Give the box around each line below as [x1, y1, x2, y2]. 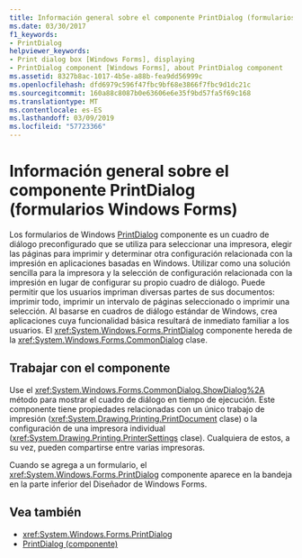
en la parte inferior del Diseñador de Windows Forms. [9, 479, 208, 489]
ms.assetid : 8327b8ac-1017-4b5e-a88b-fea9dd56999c [9, 72, 203, 81]
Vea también [9, 505, 82, 520]
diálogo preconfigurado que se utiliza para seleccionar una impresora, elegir [9, 238, 292, 249]
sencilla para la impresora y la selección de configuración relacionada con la [9, 267, 293, 278]
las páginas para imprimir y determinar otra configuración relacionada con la [9, 248, 293, 259]
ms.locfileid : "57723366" [9, 123, 106, 132]
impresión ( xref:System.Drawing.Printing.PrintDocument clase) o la [9, 413, 258, 424]
